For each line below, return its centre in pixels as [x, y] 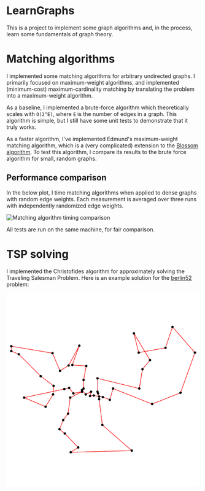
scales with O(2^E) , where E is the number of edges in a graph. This [91, 114]
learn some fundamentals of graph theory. [60, 34]
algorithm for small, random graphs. [52, 158]
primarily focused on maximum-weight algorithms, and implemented [93, 82]
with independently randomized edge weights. [65, 206]
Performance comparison [56, 178]
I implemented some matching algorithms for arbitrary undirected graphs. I [101, 76]
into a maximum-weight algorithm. [50, 95]
